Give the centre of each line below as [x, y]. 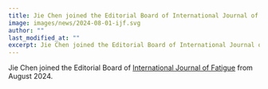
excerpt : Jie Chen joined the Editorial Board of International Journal [132, 45]
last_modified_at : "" [44, 38]
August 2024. [31, 76]
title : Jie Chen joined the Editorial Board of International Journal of [134, 15]
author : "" [26, 30]
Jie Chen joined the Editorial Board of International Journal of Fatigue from [131, 68]
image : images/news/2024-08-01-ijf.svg [75, 23]
